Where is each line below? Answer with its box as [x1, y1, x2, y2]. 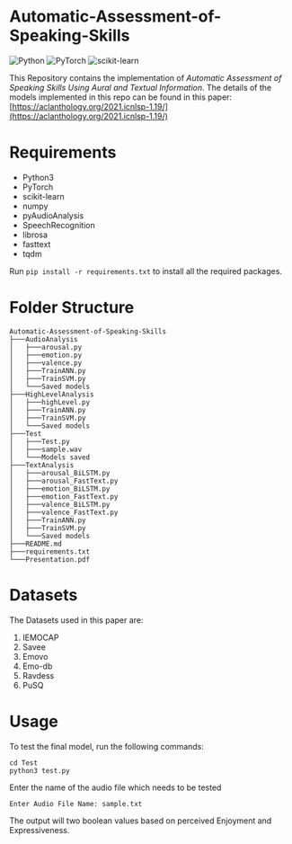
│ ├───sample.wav [9, 445, 83, 454]
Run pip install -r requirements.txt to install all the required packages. [9, 265, 283, 276]
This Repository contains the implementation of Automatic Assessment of [9, 72, 282, 83]
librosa [22, 229, 48, 240]
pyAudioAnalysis [22, 209, 84, 221]
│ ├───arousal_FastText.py [9, 476, 119, 485]
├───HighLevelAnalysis [9, 389, 94, 399]
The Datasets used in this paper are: [9, 614, 144, 626]
